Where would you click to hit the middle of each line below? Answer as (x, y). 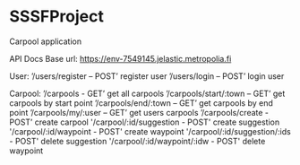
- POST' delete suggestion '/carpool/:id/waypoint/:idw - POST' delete (137, 141)
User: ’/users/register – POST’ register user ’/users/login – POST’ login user (147, 76)
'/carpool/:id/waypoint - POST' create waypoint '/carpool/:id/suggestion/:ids (150, 131)
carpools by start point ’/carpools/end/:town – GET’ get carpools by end (141, 103)
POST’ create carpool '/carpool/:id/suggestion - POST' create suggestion (145, 122)
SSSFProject (57, 17)
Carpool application (46, 41)
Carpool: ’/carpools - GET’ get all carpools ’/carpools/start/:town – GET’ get (147, 93)
